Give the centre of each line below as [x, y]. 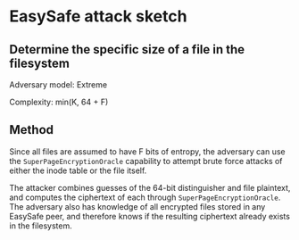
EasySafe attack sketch [98, 17]
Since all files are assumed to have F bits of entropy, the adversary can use [147, 151]
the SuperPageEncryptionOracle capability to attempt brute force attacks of [146, 161]
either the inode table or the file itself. [78, 170]
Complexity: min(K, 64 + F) [59, 102]
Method [32, 130]
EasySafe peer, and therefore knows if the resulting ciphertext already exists [149, 216]
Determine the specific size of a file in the [127, 50]
